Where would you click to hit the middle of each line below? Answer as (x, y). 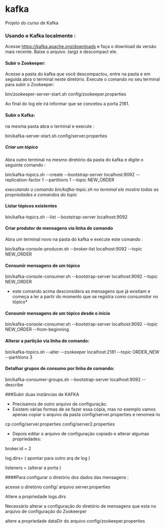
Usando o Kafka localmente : (40, 36)
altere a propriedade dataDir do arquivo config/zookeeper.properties (75, 521)
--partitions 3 (19, 357)
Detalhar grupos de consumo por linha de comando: (60, 369)
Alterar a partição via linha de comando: (47, 341)
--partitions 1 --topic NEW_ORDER (80, 180)
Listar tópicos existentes (31, 206)
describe (14, 384)
